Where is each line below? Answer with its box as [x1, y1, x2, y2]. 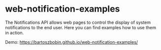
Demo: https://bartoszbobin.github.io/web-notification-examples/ [5, 39, 138, 45]
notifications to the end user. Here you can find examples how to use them [5, 24, 157, 30]
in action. [5, 30, 24, 35]
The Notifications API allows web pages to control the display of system [5, 19, 151, 25]
